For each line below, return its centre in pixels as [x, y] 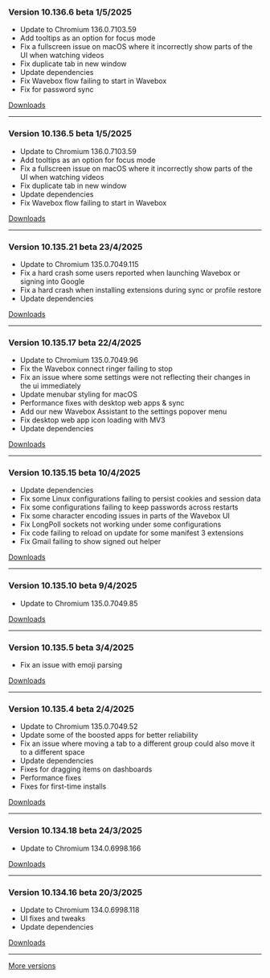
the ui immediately [51, 386]
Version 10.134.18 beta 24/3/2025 [76, 830]
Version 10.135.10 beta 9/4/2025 [73, 585]
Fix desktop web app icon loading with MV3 [93, 420]
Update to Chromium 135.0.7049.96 [79, 360]
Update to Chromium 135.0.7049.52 [79, 726]
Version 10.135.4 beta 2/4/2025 [72, 709]
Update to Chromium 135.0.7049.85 [79, 603]
